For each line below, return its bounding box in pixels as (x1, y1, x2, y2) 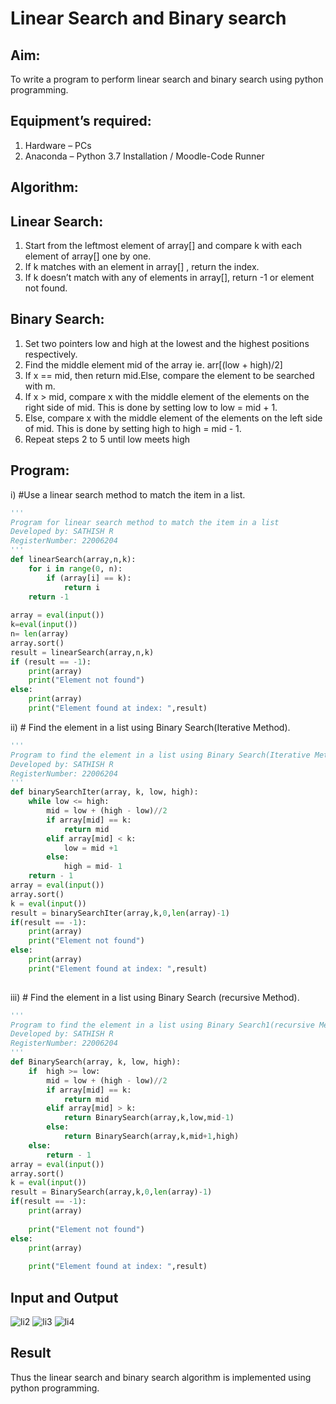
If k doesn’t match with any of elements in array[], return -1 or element (24, 272, 315, 284)
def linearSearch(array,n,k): (10, 555, 137, 565)
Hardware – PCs (24, 139, 92, 151)
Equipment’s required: (10, 113, 152, 130)
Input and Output (10, 1289, 119, 1306)
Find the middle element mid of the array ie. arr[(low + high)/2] (24, 358, 283, 371)
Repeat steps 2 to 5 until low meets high (24, 433, 191, 445)
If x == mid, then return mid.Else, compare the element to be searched (24, 369, 315, 381)
